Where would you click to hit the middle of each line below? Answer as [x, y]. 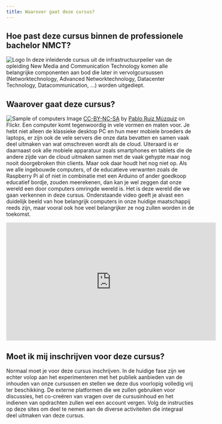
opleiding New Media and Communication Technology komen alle [87, 66]
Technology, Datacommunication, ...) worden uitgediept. [75, 85]
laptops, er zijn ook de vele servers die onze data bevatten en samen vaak [98, 138]
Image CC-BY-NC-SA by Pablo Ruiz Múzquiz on [126, 119]
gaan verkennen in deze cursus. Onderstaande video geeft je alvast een [95, 195]
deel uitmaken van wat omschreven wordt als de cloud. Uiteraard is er [92, 144]
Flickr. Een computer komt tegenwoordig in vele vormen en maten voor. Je [98, 125]
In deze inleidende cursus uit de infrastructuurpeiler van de [99, 60]
